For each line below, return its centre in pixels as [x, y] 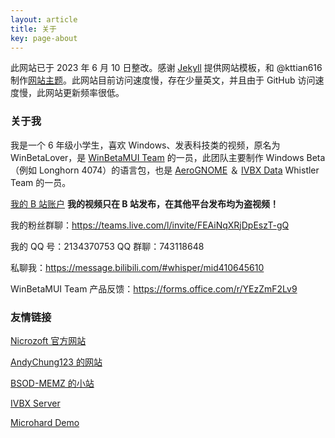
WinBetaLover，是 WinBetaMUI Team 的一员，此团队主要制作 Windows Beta [168, 157]
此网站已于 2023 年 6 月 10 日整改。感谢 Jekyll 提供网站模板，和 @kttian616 [166, 68]
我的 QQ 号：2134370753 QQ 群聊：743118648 [107, 246]
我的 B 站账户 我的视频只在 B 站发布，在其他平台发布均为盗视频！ [144, 203]
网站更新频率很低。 [84, 93]
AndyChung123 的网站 [56, 362]
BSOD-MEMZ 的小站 [52, 383]
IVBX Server [35, 403]
